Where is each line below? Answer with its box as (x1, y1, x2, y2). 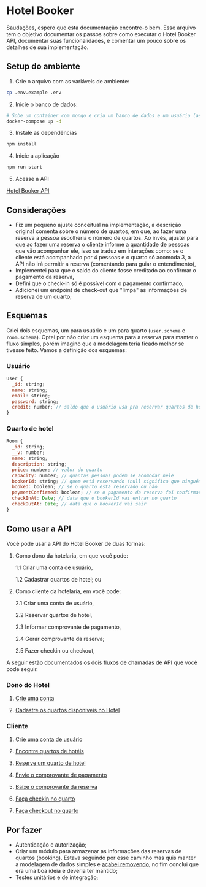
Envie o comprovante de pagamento (15, 771, 107, 779)
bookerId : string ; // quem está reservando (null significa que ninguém (12, 478, 202, 485)
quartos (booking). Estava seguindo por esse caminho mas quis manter (15, 854, 196, 862)
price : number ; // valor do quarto (12, 467, 103, 473)
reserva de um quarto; (15, 293, 72, 300)
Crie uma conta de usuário (15, 735, 83, 743)
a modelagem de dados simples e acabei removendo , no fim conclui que (15, 861, 199, 868)
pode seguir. (6, 665, 38, 672)
